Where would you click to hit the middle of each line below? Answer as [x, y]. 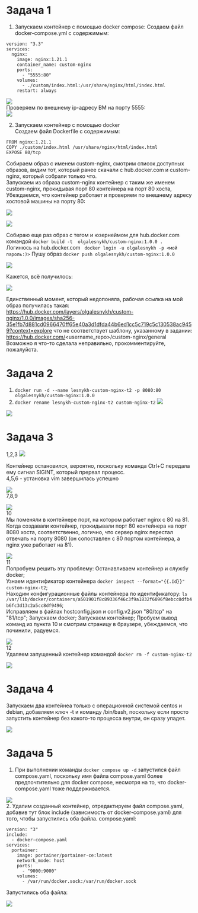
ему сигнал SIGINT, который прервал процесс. [66, 472]
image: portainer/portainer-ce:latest [65, 855]
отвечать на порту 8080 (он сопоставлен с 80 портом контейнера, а [93, 538]
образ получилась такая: [38, 305]
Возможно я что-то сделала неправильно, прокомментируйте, [86, 343]
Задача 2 [30, 373]
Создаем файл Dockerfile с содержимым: [67, 131]
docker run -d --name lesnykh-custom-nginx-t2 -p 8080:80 [88, 390]
